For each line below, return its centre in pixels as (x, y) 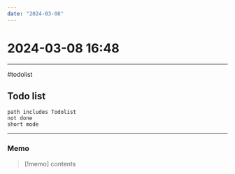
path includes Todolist (42, 113)
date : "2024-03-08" (36, 14)
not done (20, 118)
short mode (23, 124)
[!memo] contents (50, 164)
